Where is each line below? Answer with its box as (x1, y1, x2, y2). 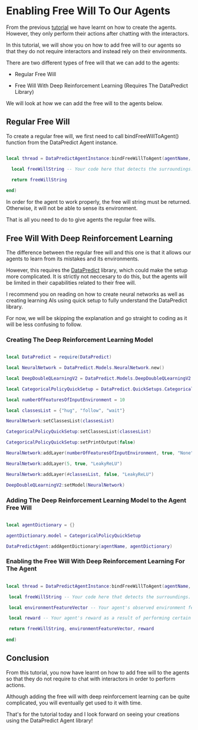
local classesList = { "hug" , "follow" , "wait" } (6, 408, 126, 413)
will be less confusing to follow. (6, 321, 82, 328)
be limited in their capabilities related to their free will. (6, 279, 137, 286)
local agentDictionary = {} (6, 522, 75, 528)
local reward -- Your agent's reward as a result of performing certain (8, 615, 192, 621)
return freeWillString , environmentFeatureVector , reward (8, 626, 154, 632)
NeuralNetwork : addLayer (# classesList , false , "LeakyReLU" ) (6, 471, 154, 477)
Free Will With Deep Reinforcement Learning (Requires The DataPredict (14, 82, 189, 89)
